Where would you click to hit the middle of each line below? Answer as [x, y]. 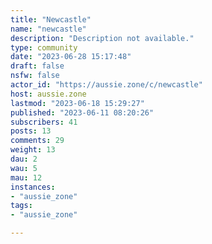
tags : [21, 206]
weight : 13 [33, 150]
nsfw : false [35, 76]
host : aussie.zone [48, 94]
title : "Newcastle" [51, 19]
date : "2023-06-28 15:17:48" [71, 57]
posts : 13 [31, 131]
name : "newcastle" [48, 29]
